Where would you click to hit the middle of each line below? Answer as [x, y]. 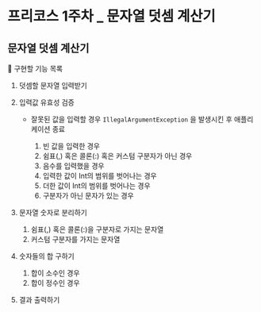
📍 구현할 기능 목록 [35, 69]
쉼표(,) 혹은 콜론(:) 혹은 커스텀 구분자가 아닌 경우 [117, 156]
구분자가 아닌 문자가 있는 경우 [88, 196]
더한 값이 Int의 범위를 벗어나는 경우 [97, 186]
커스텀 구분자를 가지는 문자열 [75, 239]
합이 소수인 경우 [55, 273]
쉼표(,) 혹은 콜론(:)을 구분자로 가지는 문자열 [97, 229]
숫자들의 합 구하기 [46, 256]
